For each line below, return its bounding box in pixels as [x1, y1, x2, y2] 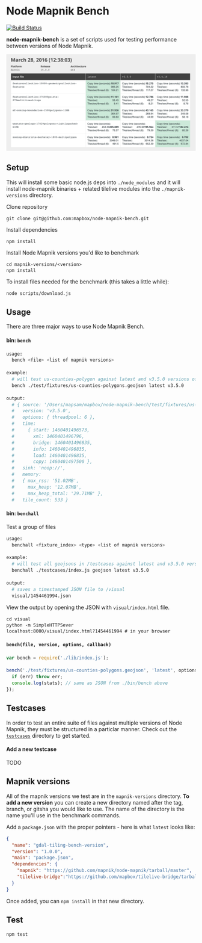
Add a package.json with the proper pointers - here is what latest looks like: [6, 823, 195, 830]
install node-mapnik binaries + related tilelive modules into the [6, 185, 161, 192]
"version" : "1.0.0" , [11, 849, 63, 855]
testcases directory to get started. [6, 732, 91, 739]
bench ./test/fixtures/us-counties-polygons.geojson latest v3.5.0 [11, 382, 185, 389]
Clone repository [6, 203, 48, 210]
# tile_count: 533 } [11, 496, 69, 503]
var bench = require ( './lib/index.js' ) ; [6, 655, 109, 661]
